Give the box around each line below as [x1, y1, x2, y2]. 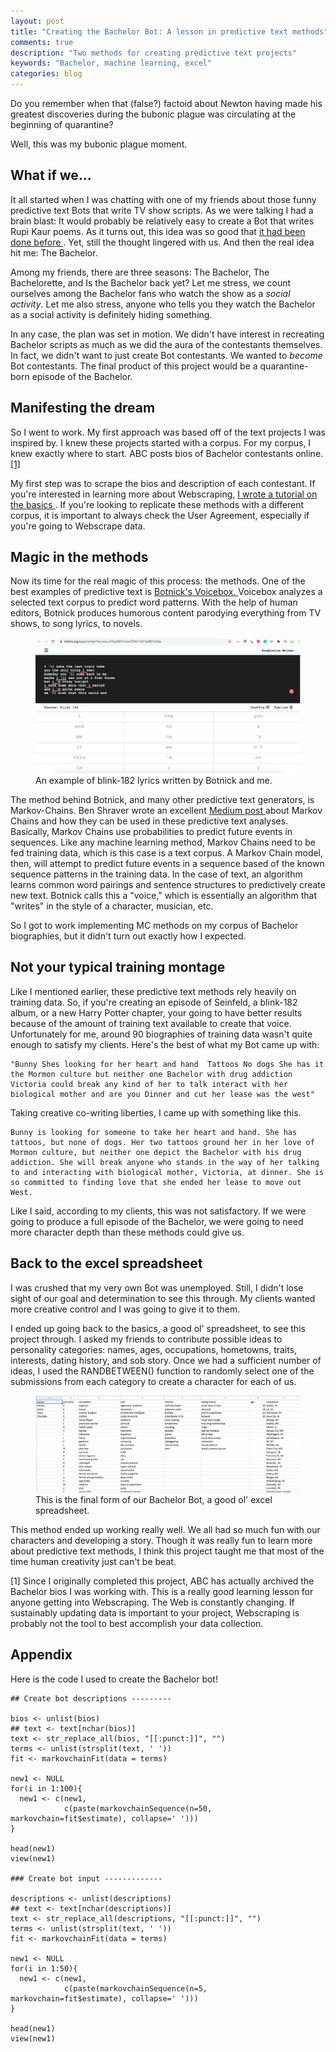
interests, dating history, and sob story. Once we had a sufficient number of [10, 1354, 322, 1366]
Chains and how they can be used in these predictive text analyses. [10, 815, 289, 827]
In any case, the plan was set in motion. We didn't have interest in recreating [10, 328, 325, 340]
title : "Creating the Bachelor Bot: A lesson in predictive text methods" [10, 26, 329, 37]
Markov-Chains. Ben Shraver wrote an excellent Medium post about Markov [10, 804, 323, 816]
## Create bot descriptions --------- [10, 1693, 172, 1704]
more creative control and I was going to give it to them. [10, 1303, 241, 1315]
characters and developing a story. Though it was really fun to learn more [10, 1534, 313, 1546]
